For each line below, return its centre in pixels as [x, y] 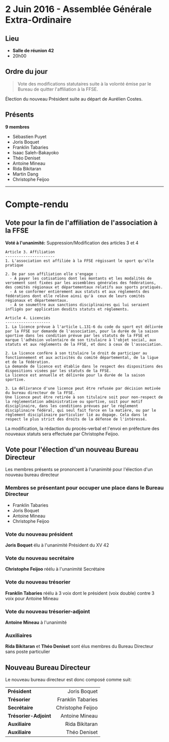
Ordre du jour [26, 72]
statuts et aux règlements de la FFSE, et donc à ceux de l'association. [84, 344]
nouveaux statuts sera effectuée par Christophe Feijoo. [62, 434]
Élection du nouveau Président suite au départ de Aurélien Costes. [74, 99]
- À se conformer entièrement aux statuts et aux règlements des [80, 292]
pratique [14, 265]
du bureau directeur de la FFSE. [40, 393]
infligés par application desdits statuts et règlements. [67, 309]
